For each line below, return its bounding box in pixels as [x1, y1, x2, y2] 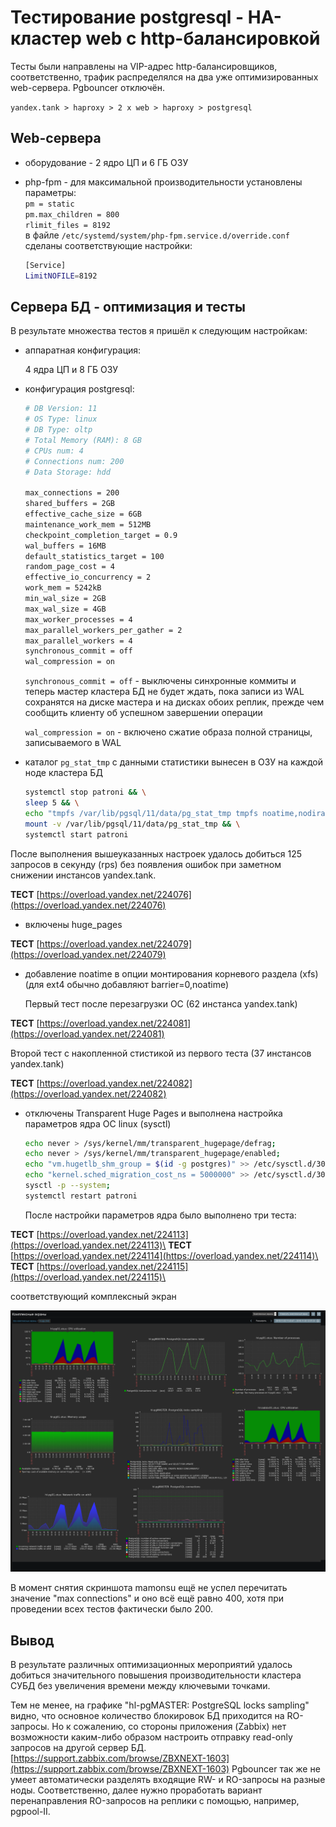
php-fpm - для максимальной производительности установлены [24, 176, 303, 188]
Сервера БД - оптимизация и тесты [10, 298, 246, 315]
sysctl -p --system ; [24, 1181, 111, 1191]
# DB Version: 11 [24, 404, 98, 414]
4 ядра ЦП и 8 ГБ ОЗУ [24, 364, 119, 376]
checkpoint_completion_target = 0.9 [24, 530, 178, 540]
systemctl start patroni [24, 829, 129, 840]
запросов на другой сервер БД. [10, 1741, 147, 1753]
